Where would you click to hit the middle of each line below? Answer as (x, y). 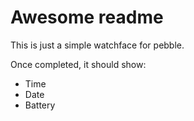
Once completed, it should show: (78, 64)
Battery (40, 105)
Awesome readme (87, 17)
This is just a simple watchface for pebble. (97, 45)
